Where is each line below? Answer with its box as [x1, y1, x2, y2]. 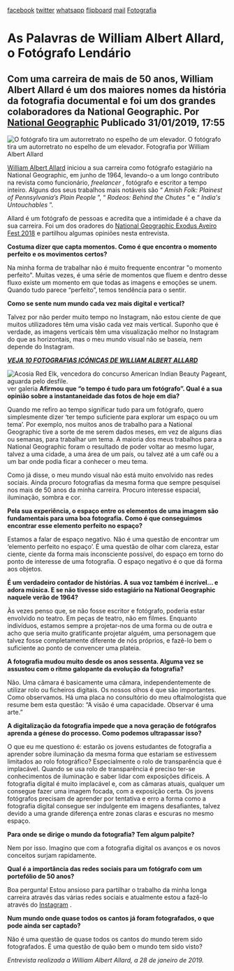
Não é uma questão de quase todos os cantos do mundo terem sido [7, 935, 203, 943]
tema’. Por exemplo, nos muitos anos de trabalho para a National [7, 421, 193, 428]
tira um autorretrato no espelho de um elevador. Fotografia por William [7, 143, 210, 151]
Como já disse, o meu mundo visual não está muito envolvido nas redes [7, 471, 214, 479]
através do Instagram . [7, 900, 72, 909]
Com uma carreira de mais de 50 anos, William [7, 73, 214, 85]
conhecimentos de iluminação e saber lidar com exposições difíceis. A [7, 772, 210, 780]
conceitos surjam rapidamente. [7, 852, 96, 859]
